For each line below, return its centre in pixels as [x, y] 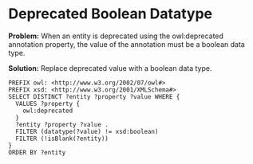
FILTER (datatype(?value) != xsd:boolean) [87, 131]
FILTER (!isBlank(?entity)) [62, 139]
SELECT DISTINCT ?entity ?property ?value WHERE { [94, 96]
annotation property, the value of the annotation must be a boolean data [126, 44]
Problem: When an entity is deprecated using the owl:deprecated [116, 36]
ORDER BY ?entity [37, 152]
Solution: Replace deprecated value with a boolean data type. [110, 68]
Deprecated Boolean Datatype [111, 14]
